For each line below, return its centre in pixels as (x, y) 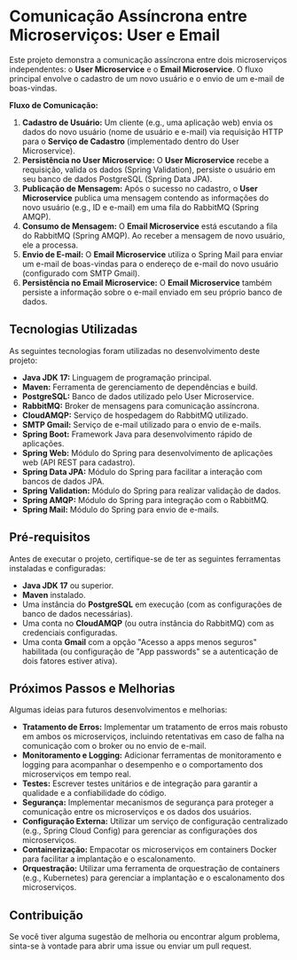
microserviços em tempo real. (76, 775)
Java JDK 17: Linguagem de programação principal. (117, 377)
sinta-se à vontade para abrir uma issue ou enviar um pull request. (131, 946)
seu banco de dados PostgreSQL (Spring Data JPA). (117, 178)
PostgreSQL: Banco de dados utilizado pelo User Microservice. (138, 396)
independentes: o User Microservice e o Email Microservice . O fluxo (136, 69)
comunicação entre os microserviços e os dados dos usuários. (137, 812)
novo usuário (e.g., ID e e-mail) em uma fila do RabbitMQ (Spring (141, 207)
